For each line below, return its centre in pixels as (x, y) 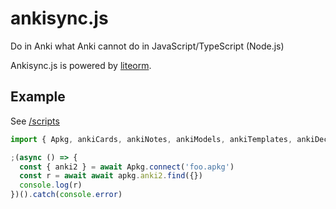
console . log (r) (51, 185)
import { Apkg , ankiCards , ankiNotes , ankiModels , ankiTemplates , (151, 139)
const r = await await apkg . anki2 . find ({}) (111, 176)
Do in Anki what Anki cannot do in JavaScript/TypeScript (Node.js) (147, 46)
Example (38, 97)
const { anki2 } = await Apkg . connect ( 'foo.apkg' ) (127, 167)
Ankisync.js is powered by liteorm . (81, 65)
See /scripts (35, 121)
